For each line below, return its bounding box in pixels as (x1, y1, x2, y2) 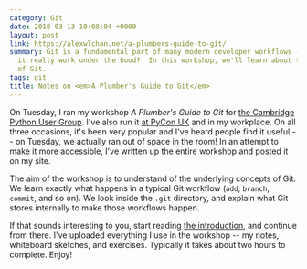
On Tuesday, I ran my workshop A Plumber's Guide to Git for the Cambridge (9, 106, 295, 117)
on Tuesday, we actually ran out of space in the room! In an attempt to (15, 135, 279, 146)
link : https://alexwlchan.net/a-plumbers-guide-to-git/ (9, 38, 227, 48)
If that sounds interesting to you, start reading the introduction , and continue (9, 220, 297, 231)
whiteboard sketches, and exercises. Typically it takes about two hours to (9, 239, 286, 250)
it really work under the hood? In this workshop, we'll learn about (17, 56, 292, 65)
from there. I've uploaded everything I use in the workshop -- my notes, (9, 230, 280, 241)
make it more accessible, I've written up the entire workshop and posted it (9, 145, 289, 156)
